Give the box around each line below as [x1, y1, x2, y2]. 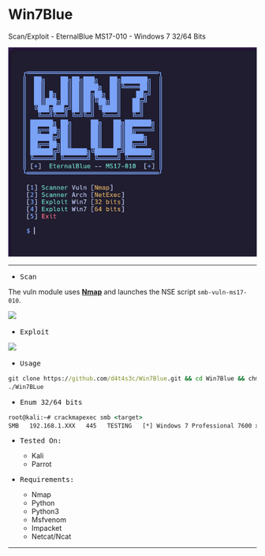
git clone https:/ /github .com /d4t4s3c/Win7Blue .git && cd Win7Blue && [8, 374, 245, 383]
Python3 [31, 506, 59, 517]
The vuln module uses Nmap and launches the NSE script [8, 287, 196, 296]
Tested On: [19, 436, 62, 446]
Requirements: [19, 475, 75, 484]
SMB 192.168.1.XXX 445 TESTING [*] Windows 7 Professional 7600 [8, 421, 252, 430]
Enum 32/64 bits [19, 398, 83, 406]
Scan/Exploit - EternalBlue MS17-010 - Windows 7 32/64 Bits [8, 32, 207, 41]
